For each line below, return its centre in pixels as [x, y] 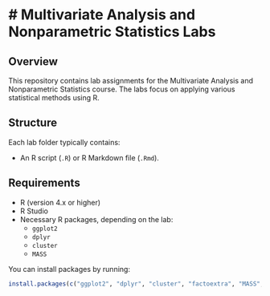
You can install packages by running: [70, 269]
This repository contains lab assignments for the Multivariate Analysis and [131, 81]
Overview [33, 61]
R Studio [34, 211]
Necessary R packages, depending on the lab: [96, 219]
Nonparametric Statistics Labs [112, 32]
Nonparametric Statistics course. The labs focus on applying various [122, 89]
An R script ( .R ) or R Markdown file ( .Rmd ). [89, 157]
